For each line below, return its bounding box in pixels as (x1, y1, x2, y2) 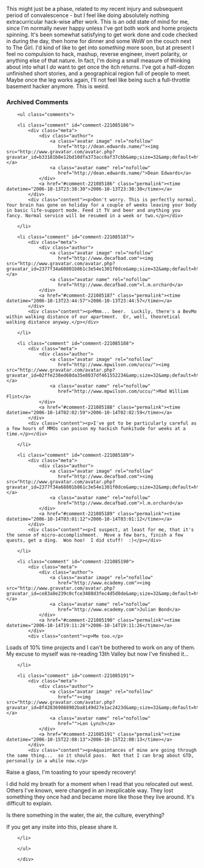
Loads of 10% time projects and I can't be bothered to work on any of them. (6, 644, 195, 651)
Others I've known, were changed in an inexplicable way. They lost (6, 787, 174, 794)
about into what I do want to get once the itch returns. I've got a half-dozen (6, 63, 194, 71)
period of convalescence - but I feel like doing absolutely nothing (6, 12, 169, 19)
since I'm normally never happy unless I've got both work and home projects (6, 24, 198, 32)
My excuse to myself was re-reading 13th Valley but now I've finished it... (6, 650, 189, 658)
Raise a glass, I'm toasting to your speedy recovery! (6, 769, 136, 776)
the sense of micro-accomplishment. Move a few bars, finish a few (6, 532, 183, 538)
